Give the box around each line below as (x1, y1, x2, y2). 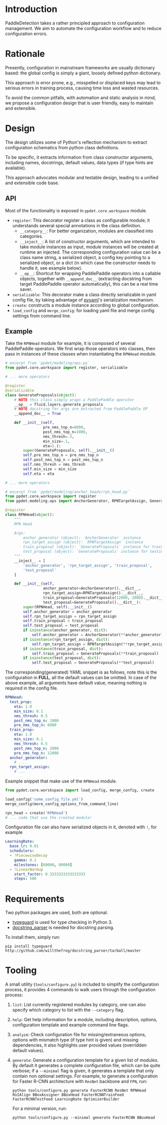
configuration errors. (5, 30, 48, 36)
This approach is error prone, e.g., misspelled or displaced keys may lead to (5, 79, 161, 85)
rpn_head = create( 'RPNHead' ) (5, 810, 68, 815)
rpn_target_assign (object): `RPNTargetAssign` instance (23, 540, 143, 545)
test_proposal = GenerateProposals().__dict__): (43, 600, 141, 605)
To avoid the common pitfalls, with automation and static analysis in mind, (5, 94, 156, 100)
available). (5, 165, 26, 171)
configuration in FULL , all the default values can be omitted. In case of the (5, 675, 157, 681)
